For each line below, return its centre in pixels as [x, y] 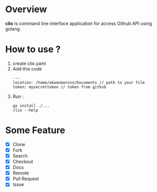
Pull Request [26, 179]
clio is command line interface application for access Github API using [79, 23]
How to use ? [33, 50]
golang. [13, 28]
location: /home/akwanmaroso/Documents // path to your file [79, 82]
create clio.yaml [29, 63]
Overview [26, 9]
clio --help [25, 110]
